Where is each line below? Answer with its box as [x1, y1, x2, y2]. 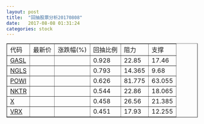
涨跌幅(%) [57, 46, 87, 54]
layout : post [6, 8, 39, 15]
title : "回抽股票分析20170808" [6, 15, 83, 21]
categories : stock [6, 25, 53, 32]
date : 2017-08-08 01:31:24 [6, 20, 80, 26]
